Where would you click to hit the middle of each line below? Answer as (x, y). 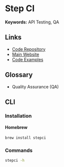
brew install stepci (26, 138)
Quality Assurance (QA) (35, 86)
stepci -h (15, 161)
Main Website (26, 54)
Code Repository (29, 49)
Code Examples (27, 60)
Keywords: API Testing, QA (32, 22)
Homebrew (16, 127)
